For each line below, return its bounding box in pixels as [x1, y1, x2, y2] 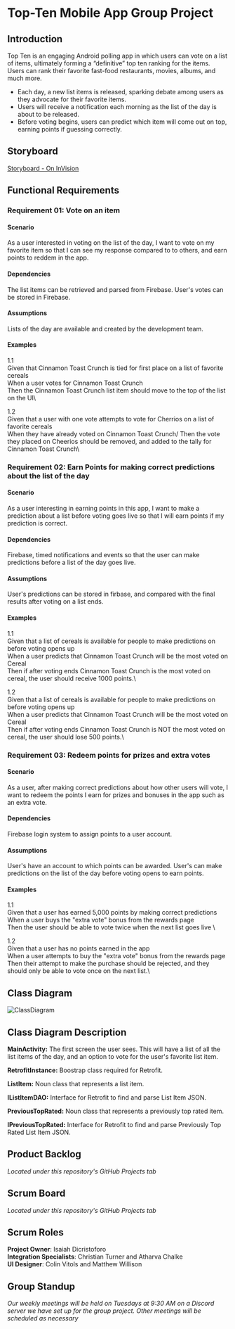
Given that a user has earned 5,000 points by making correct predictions [7, 908, 217, 917]
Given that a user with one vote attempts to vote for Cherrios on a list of [7, 414, 215, 423]
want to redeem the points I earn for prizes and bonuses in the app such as [7, 790, 224, 799]
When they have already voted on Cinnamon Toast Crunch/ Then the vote [7, 429, 220, 438]
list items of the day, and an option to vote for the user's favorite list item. [7, 1053, 219, 1061]
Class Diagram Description [7, 1026, 127, 1038]
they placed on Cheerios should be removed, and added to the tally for [7, 437, 212, 445]
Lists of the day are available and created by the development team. [7, 324, 203, 333]
